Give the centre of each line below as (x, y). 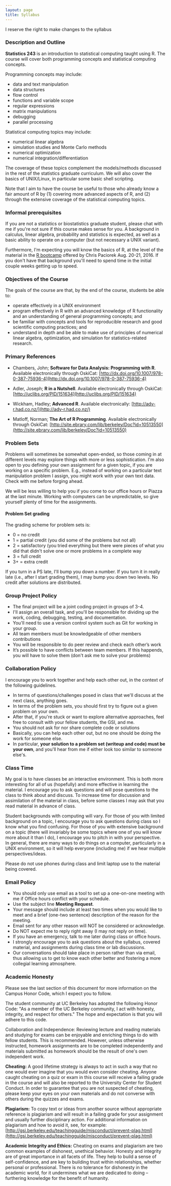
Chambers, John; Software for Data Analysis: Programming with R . (84, 368)
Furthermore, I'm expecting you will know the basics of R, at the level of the (84, 250)
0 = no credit (26, 535)
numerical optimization (37, 152)
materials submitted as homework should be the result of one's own (76, 1051)
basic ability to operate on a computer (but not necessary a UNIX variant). (83, 240)
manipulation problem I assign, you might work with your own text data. (80, 476)
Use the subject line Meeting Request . (53, 904)
